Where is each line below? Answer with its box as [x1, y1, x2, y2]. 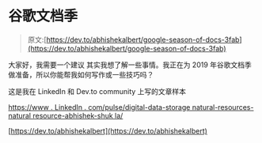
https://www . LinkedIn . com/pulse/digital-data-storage [8, 102, 191, 111]
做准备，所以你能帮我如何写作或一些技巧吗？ [8, 70, 154, 79]
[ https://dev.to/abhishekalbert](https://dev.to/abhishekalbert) [8, 126, 208, 135]
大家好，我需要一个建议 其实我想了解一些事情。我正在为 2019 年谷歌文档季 [8, 60, 252, 70]
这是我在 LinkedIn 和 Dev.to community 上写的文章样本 [8, 86, 187, 96]
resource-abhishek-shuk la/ [32, 111, 123, 120]
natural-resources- [192, 102, 254, 111]
